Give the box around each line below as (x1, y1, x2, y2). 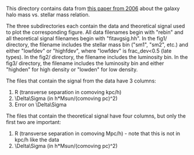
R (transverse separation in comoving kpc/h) (14, 89, 122, 95)
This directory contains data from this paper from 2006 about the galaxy (6, 5, 180, 12)
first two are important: (6, 119, 61, 125)
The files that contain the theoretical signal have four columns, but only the (6, 112, 186, 119)
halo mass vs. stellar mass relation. (6, 11, 90, 18)
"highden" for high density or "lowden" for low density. (6, 66, 138, 73)
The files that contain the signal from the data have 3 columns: (6, 77, 156, 84)
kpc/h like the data (14, 136, 59, 143)
